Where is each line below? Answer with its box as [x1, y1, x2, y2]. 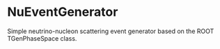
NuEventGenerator [7, 4, 118, 20]
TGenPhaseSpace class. [7, 34, 77, 42]
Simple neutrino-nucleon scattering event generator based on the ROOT [7, 27, 214, 35]
